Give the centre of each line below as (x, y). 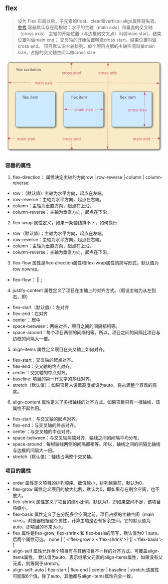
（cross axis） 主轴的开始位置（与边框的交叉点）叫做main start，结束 (89, 33)
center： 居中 (27, 320)
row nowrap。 (27, 269)
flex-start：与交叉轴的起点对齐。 (46, 419)
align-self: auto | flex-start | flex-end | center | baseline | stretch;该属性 (86, 569)
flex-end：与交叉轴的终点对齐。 (45, 425)
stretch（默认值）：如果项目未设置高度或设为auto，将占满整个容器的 (82, 385)
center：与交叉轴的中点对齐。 (43, 431)
